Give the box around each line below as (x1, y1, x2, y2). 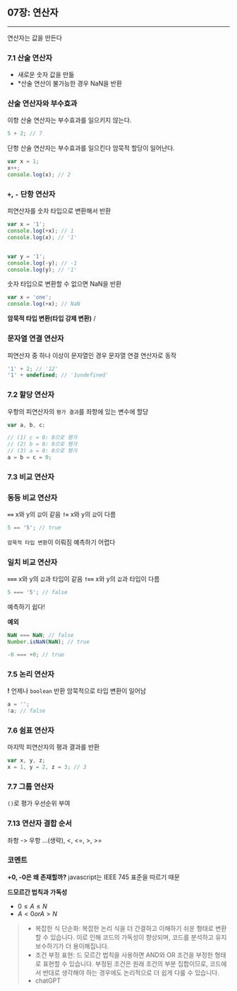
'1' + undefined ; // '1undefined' (7, 372, 109, 379)
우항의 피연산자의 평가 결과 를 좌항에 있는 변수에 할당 (7, 407, 149, 416)
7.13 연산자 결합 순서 (7, 818, 73, 828)
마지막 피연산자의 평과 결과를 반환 (7, 743, 100, 752)
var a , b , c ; (7, 421, 46, 428)
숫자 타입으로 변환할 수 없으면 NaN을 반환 (7, 280, 122, 288)
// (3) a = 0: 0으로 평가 (7, 447, 78, 454)
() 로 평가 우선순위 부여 (7, 799, 71, 808)
